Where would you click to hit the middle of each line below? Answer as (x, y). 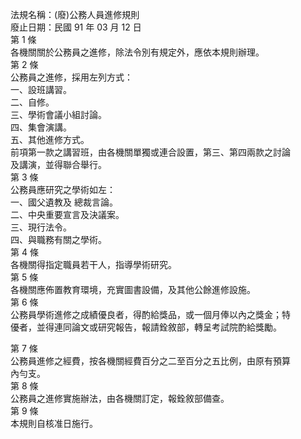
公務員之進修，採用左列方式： (71, 77)
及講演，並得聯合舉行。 (58, 164)
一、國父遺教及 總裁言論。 (64, 202)
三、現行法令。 (41, 227)
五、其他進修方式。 (50, 139)
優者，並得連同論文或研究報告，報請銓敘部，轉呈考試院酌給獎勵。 (146, 327)
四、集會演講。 (41, 127)
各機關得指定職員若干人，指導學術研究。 (93, 264)
